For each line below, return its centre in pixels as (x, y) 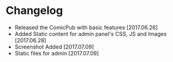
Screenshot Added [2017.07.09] (54, 47)
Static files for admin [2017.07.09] (57, 53)
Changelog (34, 11)
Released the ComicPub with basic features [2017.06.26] (86, 27)
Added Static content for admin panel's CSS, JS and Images (90, 33)
